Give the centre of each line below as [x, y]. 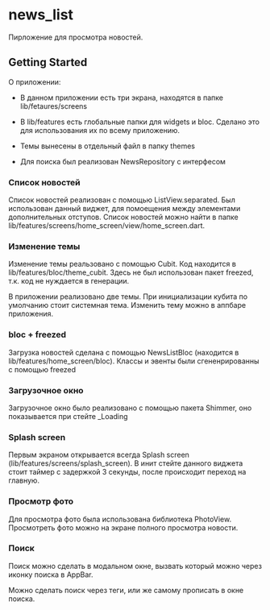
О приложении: [35, 81]
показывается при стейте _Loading [68, 416]
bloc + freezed [37, 334]
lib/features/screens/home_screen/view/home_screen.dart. [107, 226]
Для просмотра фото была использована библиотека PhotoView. [120, 519]
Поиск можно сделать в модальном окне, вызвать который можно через [135, 566]
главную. [24, 480]
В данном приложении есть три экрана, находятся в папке [122, 98]
